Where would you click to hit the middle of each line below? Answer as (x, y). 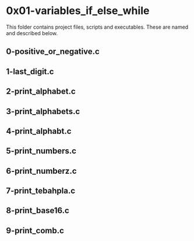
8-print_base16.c (38, 211)
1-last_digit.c (30, 71)
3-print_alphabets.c (43, 111)
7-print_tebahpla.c (41, 191)
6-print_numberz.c (41, 171)
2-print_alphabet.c (41, 92)
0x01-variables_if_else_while (78, 11)
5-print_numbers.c (41, 151)
